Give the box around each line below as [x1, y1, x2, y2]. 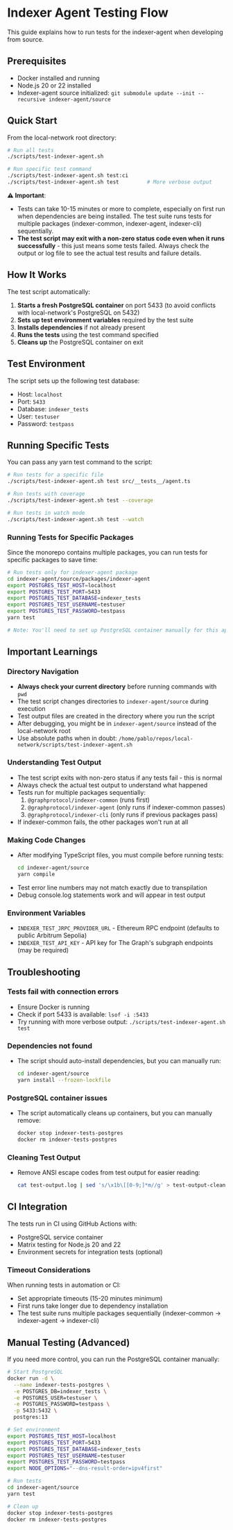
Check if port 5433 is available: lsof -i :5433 [17, 1010, 149, 1019]
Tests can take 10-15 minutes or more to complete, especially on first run [17, 204, 225, 213]
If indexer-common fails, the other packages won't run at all [17, 818, 189, 826]
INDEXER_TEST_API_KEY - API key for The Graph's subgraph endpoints [17, 939, 214, 947]
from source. [7, 35, 44, 43]
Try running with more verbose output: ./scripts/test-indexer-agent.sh [17, 1017, 226, 1026]
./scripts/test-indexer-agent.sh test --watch [7, 516, 144, 523]
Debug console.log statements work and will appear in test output [17, 891, 206, 899]
